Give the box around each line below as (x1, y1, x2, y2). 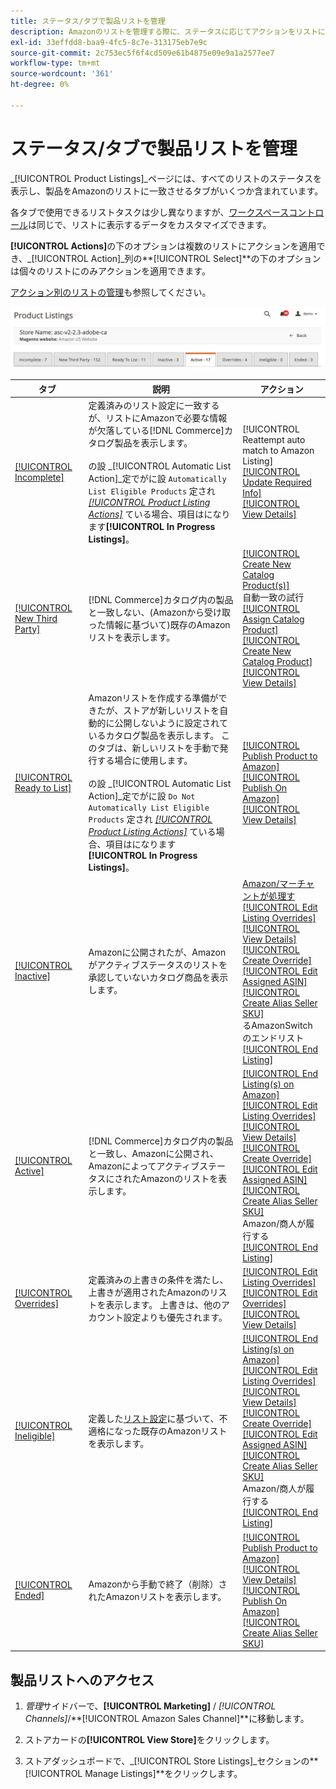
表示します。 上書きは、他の (105, 1299, 222, 1311)
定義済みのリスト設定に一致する (88, 399, 220, 411)
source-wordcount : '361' (10, 69, 114, 79)
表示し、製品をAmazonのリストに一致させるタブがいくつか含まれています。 (10, 185, 324, 197)
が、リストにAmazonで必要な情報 (88, 411, 228, 424)
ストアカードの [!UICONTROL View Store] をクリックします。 (24, 1733, 275, 1745)
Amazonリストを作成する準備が (88, 692, 219, 704)
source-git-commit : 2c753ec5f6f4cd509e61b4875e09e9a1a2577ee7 (10, 48, 275, 58)
